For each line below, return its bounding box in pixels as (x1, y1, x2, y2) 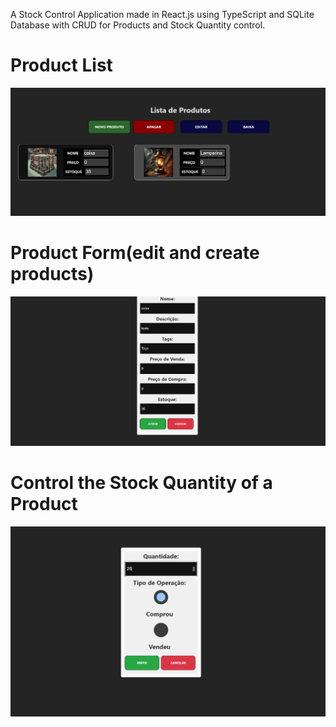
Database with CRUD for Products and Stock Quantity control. (10, 19, 266, 31)
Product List (10, 54, 113, 77)
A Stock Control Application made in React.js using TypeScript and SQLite (10, 9, 315, 20)
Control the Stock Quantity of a (10, 472, 273, 494)
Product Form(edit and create (10, 242, 260, 264)
